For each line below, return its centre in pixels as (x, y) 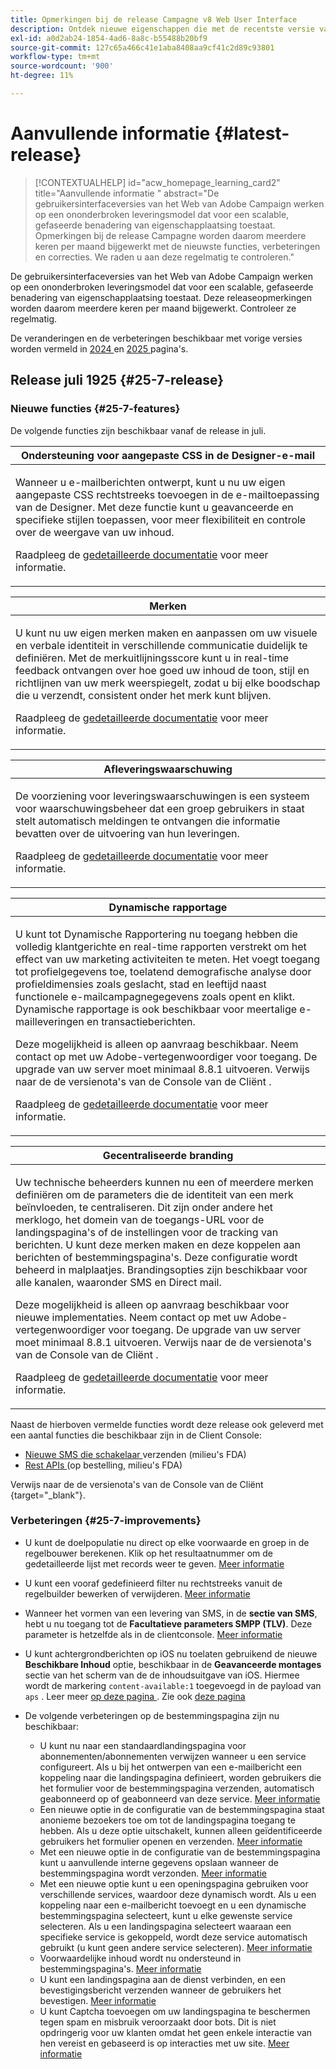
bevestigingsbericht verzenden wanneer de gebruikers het (160, 1990)
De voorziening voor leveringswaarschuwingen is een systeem (162, 796)
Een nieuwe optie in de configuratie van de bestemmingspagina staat (182, 1809)
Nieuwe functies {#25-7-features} (95, 409)
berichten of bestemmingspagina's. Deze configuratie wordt (156, 1257)
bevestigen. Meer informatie (98, 2000)
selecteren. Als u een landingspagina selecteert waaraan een (165, 1926)
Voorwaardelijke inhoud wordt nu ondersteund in (140, 1958)
